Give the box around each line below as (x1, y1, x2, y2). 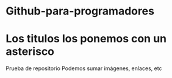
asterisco (5, 45, 55, 59)
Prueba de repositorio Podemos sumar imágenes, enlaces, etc (5, 65, 162, 72)
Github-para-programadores (5, 4, 155, 18)
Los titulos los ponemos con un (5, 32, 167, 46)
